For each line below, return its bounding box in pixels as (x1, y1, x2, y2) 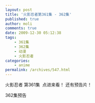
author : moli (5, 21, 32, 26)
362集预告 (5, 93, 26, 98)
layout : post (5, 7, 32, 12)
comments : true (5, 26, 37, 31)
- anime (14, 63, 30, 68)
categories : (5, 58, 30, 63)
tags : (5, 35, 16, 40)
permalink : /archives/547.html (5, 68, 70, 73)
